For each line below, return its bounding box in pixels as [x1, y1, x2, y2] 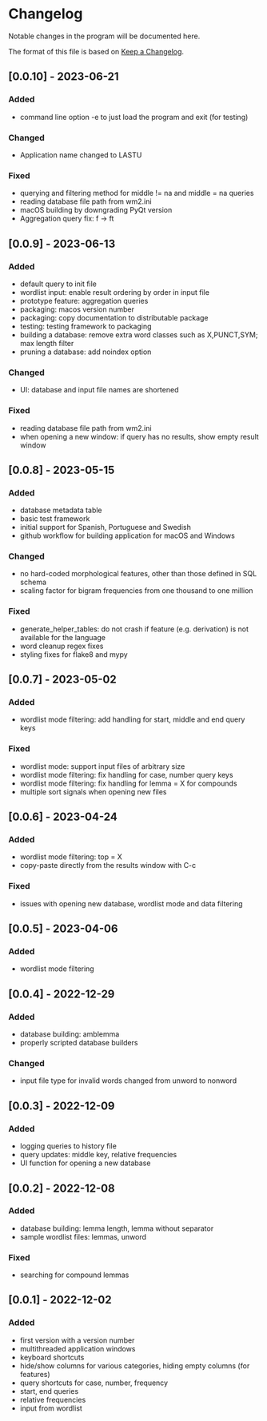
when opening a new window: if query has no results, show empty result [19, 432, 260, 441]
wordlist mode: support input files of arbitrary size [19, 761, 185, 771]
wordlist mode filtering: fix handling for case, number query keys [19, 770, 233, 779]
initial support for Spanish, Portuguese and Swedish [19, 523, 192, 532]
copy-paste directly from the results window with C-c [19, 861, 197, 870]
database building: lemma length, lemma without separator [19, 1224, 214, 1233]
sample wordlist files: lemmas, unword [19, 1232, 146, 1241]
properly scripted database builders [19, 1038, 138, 1048]
